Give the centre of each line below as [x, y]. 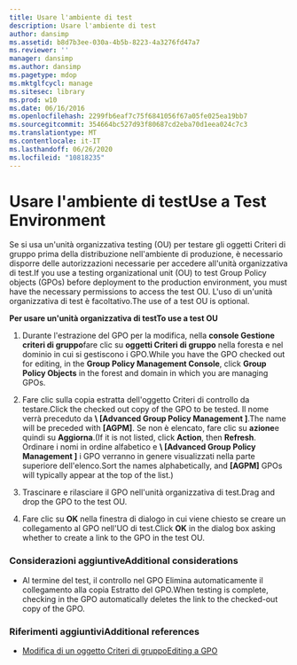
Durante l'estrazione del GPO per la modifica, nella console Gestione [148, 336]
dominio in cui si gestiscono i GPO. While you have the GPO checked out [153, 355]
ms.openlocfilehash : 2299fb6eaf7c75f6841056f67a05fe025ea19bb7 [129, 116]
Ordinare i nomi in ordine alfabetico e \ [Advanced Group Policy [139, 447]
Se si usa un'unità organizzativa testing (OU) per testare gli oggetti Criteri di [148, 245]
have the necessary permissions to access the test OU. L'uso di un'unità [141, 292]
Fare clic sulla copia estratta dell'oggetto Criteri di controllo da [136, 400]
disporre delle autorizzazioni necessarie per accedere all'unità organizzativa [148, 263]
